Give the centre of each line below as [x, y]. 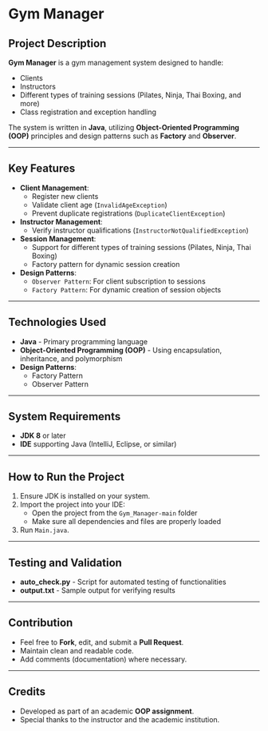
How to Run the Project [67, 477]
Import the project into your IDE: [73, 505]
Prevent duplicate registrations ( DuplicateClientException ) [128, 213]
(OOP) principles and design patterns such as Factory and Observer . [122, 136]
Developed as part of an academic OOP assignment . [107, 711]
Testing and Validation [65, 563]
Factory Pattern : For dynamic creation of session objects [126, 289]
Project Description [57, 44]
